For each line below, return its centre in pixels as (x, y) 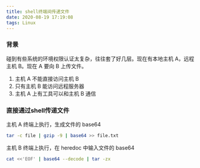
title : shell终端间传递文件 (38, 12)
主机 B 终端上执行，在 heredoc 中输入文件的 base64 (70, 148)
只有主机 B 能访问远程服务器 (50, 86)
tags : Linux (21, 23)
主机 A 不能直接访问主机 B (47, 78)
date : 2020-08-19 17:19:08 (40, 17)
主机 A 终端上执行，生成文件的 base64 (54, 124)
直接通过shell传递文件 (38, 110)
